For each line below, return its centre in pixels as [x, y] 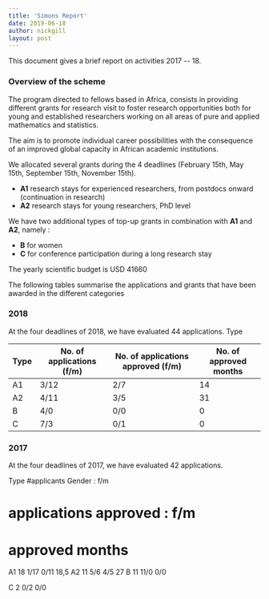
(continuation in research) [62, 196]
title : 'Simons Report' [48, 16]
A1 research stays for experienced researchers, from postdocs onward [137, 188]
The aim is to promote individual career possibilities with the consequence [131, 140]
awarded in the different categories [66, 293]
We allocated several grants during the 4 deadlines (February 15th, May [126, 164]
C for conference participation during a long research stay [116, 253]
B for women [41, 245]
